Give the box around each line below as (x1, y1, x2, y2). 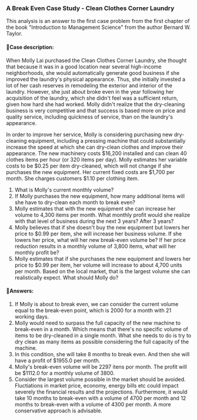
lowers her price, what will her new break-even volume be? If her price (14, 236, 186, 243)
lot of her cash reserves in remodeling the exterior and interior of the (6, 81, 172, 89)
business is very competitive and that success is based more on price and (6, 107, 186, 114)
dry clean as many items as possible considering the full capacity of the (14, 338, 189, 345)
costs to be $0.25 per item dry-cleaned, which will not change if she (6, 162, 172, 169)
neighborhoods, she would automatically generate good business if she (6, 69, 180, 76)
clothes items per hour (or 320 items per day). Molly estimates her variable (6, 156, 188, 163)
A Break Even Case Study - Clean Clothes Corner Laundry (6, 4, 175, 12)
